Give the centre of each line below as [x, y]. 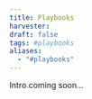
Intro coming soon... [46, 85]
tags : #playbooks [42, 43]
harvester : [30, 26]
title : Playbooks [42, 18]
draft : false [34, 34]
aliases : [26, 51]
